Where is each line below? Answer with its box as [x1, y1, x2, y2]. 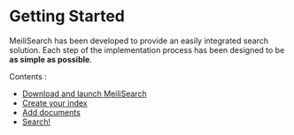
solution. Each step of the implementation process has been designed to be [9, 44, 285, 55]
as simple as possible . [9, 54, 93, 64]
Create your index [21, 97, 88, 108]
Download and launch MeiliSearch [21, 88, 148, 99]
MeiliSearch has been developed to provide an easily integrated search [9, 35, 268, 46]
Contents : [9, 71, 47, 81]
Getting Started [9, 6, 126, 26]
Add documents [21, 107, 81, 117]
